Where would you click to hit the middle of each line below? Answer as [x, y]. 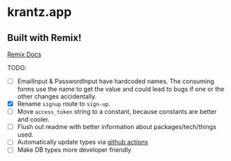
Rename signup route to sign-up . [64, 104]
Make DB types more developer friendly [74, 150]
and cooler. [33, 119]
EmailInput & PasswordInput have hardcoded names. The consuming [115, 81]
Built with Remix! [44, 38]
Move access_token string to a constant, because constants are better [117, 112]
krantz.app [40, 12]
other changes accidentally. [57, 96]
